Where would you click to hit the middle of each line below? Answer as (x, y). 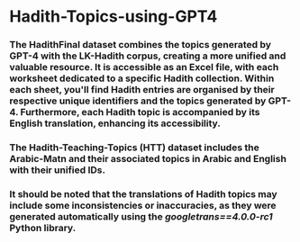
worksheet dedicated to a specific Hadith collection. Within (142, 78)
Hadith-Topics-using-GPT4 (114, 17)
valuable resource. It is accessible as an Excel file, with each (144, 67)
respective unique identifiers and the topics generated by (138, 101)
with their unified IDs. (58, 170)
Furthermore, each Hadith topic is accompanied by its (140, 112)
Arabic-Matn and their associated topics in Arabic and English (148, 159)
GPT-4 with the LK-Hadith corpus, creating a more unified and (148, 56)
